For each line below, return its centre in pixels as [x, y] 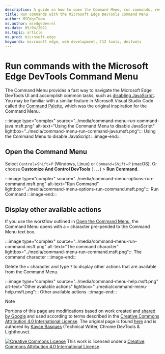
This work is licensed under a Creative [106, 341]
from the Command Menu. [32, 272]
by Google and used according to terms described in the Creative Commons [82, 316]
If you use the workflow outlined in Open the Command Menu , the [72, 222]
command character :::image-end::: [41, 257]
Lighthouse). [18, 332]
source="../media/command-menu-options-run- [105, 178]
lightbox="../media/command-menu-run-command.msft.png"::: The [73, 252]
